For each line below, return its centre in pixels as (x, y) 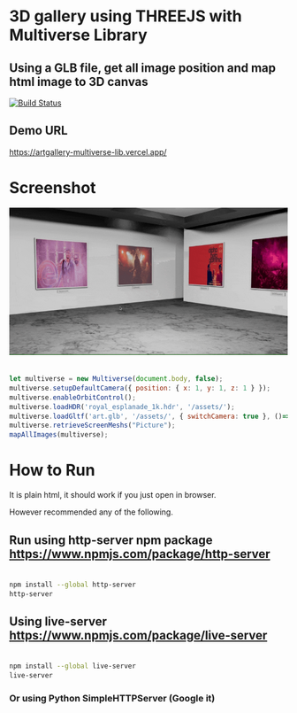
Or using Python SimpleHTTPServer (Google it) (112, 698)
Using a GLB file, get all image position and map (143, 68)
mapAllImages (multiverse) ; (59, 435)
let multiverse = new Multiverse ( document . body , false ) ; (116, 379)
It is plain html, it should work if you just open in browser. (113, 495)
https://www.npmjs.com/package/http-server (140, 554)
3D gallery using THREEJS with (126, 16)
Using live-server (58, 621)
